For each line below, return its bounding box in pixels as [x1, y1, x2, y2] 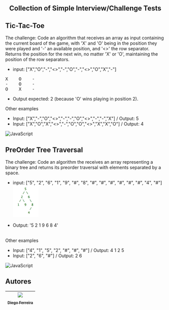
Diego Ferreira [7, 300, 33, 305]
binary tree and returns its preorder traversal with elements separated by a [5, 165, 161, 171]
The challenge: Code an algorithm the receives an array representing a [5, 159, 153, 165]
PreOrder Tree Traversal [5, 145, 83, 154]
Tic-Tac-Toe [5, 21, 45, 30]
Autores [5, 277, 31, 286]
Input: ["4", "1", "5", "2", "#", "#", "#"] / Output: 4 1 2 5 [12, 247, 124, 254]
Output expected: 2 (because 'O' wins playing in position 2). [12, 96, 139, 102]
